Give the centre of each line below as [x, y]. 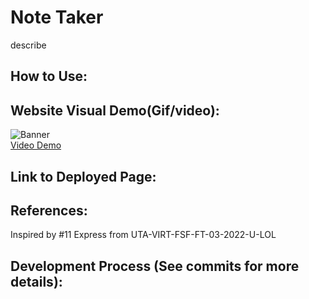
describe [28, 45]
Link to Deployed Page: [83, 176]
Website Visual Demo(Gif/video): [115, 110]
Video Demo [36, 145]
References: [49, 210]
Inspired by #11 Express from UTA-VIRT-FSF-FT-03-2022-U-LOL [143, 235]
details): [36, 281]
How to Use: [49, 76]
